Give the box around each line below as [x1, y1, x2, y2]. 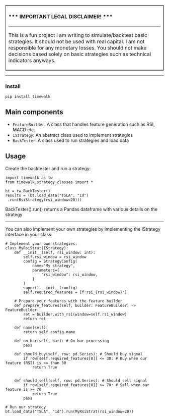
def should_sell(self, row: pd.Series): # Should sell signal [14, 378, 147, 383]
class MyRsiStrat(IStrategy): [5, 245, 69, 250]
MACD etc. [12, 126, 35, 133]
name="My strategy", [32, 263, 75, 268]
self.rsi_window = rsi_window [23, 254, 87, 259]
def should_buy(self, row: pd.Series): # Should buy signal [14, 351, 143, 356]
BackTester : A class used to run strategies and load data [12, 137, 129, 143]
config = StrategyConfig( [23, 258, 78, 264]
